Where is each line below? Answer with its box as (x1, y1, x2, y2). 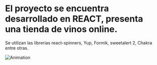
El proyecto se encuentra (5, 3, 109, 14)
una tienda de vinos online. (5, 24, 118, 35)
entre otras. (5, 45, 28, 51)
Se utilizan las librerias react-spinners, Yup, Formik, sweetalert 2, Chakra (5, 40, 153, 45)
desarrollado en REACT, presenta (5, 13, 143, 24)
